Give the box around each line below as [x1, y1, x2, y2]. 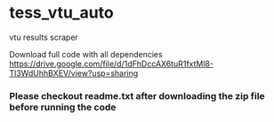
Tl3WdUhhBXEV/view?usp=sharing [9, 67, 139, 78]
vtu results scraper [9, 32, 78, 42]
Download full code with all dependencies [9, 49, 163, 59]
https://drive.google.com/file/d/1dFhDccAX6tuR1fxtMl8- [9, 58, 214, 69]
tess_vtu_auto [9, 3, 114, 23]
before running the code [9, 101, 117, 113]
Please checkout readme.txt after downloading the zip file [9, 89, 265, 102]
